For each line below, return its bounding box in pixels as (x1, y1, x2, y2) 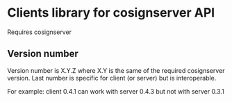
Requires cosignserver (7, 28, 72, 36)
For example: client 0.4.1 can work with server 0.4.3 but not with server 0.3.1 (7, 87, 224, 95)
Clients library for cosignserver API (7, 5, 215, 21)
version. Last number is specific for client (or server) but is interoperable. (7, 74, 217, 82)
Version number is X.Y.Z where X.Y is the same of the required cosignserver (7, 66, 225, 74)
